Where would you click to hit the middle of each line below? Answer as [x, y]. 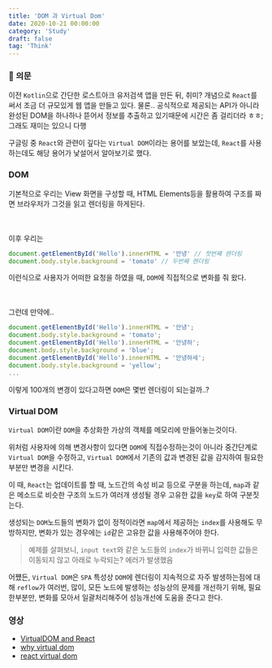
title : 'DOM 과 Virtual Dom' [57, 16]
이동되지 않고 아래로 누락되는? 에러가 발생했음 [101, 560]
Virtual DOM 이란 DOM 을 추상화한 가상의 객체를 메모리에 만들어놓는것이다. [123, 429]
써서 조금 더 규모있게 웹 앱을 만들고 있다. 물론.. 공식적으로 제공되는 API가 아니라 [134, 106]
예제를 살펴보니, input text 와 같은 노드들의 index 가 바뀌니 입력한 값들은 [143, 549]
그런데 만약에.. [31, 312]
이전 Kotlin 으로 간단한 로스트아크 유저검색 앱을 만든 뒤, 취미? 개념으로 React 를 [133, 95]
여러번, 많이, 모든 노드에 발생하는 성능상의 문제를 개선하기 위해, [147, 587]
